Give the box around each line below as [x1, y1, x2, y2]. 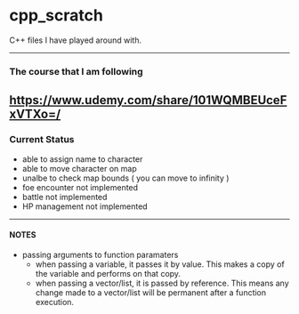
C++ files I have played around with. [9, 35, 142, 45]
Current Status [9, 133, 75, 146]
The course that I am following [9, 65, 144, 77]
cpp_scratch [9, 5, 104, 26]
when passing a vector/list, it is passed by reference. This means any [35, 278, 289, 288]
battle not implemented [21, 191, 108, 202]
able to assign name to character [21, 153, 143, 165]
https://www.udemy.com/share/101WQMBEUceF [9, 93, 287, 108]
